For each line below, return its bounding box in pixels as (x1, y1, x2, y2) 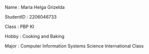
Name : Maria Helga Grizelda (5, 4, 65, 10)
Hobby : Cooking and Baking (5, 33, 64, 39)
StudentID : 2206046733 (5, 14, 57, 19)
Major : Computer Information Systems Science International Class (5, 43, 144, 49)
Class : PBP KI (5, 23, 34, 29)
